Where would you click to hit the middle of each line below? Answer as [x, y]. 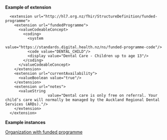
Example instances [25, 122]
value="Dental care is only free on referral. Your [102, 95]
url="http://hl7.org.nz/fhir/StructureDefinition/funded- [96, 17]
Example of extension [28, 7]
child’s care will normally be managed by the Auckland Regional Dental [82, 100]
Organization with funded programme [44, 132]
